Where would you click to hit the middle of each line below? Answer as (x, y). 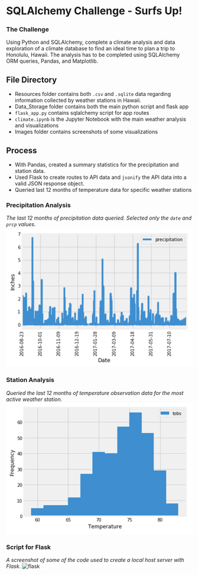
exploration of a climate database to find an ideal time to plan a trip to (91, 49)
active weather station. (34, 399)
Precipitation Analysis (38, 205)
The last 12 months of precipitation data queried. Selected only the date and (99, 218)
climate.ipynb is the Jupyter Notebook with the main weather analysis (100, 119)
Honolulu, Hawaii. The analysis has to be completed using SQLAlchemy (93, 55)
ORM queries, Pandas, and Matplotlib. (52, 61)
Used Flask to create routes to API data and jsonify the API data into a (101, 177)
